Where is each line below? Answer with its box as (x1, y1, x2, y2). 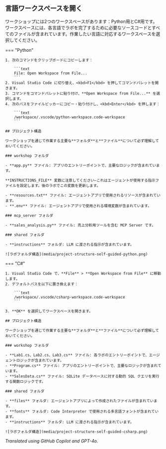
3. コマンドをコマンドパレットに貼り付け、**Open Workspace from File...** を (5, 91, 157, 96)
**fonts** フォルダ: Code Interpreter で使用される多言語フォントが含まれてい (9, 409, 159, 414)
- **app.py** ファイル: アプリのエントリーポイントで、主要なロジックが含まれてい (5, 163, 157, 168)
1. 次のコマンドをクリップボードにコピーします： (5, 57, 93, 63)
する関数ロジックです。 (5, 379, 46, 384)
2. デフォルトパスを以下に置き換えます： (5, 282, 78, 287)
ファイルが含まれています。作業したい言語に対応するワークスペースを (13, 31, 156, 37)
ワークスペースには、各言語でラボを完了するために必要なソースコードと (5, 24, 152, 30)
